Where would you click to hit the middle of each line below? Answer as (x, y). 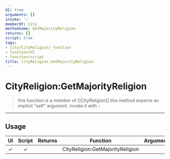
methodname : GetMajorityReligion (40, 29)
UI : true (14, 10)
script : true (19, 38)
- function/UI (20, 52)
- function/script (25, 57)
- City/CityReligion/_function (38, 47)
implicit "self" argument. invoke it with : (59, 106)
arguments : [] (20, 15)
